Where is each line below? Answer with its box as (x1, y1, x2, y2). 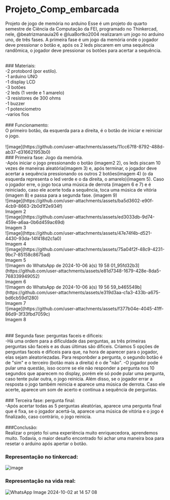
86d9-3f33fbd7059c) (5, 311, 50, 317)
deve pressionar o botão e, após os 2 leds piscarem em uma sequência (5, 42, 155, 48)
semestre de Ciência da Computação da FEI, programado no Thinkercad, (5, 25, 158, 32)
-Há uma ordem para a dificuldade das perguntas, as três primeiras (5, 338, 146, 344)
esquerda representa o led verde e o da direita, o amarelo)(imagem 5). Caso (5, 176, 164, 182)
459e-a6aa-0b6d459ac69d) (5, 219, 65, 225)
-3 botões (5, 84, 26, 90)
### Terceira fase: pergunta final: (5, 397, 76, 403)
